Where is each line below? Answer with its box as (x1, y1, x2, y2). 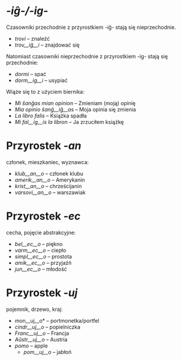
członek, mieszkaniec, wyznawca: (6, 158, 90, 166)
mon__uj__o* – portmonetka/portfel (14, 317, 100, 324)
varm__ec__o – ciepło (14, 247, 67, 254)
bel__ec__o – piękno (14, 240, 63, 247)
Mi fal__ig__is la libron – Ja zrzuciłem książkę (14, 118, 124, 125)
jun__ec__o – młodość (14, 265, 68, 273)
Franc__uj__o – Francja (14, 329, 70, 337)
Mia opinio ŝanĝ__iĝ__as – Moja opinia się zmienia (14, 106, 137, 113)
